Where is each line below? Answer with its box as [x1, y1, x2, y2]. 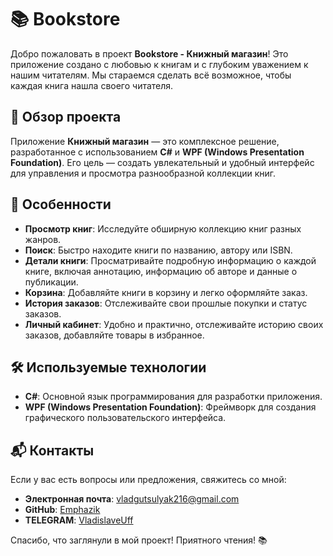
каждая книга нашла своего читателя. [10, 79, 174, 91]
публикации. [24, 276, 79, 288]
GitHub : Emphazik [24, 504, 101, 516]
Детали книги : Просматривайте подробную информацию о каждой [24, 254, 317, 266]
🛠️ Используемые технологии [10, 359, 207, 376]
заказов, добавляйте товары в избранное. [24, 329, 205, 341]
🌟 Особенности [10, 196, 112, 213]
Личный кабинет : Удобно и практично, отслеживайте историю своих [24, 318, 324, 330]
